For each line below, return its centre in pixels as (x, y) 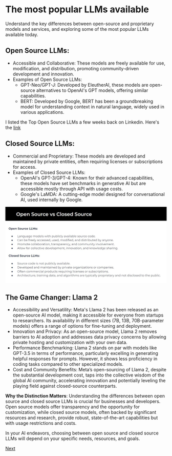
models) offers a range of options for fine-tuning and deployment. (82, 326)
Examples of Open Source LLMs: (47, 79)
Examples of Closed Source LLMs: (49, 172)
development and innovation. (43, 74)
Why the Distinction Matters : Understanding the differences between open (85, 396)
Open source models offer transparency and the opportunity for (72, 407)
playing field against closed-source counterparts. (65, 386)
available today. (22, 34)
